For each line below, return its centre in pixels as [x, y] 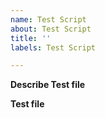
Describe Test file [48, 85]
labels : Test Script [53, 47]
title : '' [31, 38]
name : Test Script [48, 19]
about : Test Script [51, 29]
